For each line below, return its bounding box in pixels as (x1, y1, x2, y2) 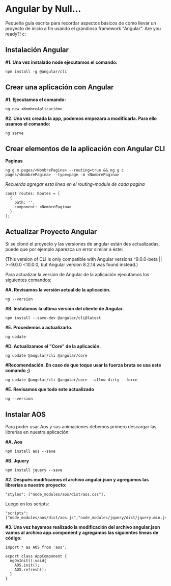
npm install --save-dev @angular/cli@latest (5, 315, 101, 321)
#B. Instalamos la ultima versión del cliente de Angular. (5, 306, 124, 312)
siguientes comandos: (5, 277, 52, 283)
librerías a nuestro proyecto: (5, 482, 67, 488)
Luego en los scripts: (5, 501, 49, 507)
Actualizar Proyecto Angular (5, 227, 97, 236)
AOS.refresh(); (14, 567, 47, 572)
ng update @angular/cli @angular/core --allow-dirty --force (5, 377, 138, 383)
